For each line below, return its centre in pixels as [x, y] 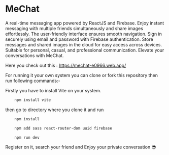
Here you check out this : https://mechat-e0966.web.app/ [66, 65]
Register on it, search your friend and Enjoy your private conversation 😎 [81, 147]
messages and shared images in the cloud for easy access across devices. [84, 44]
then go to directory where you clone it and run [55, 110]
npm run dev [27, 137]
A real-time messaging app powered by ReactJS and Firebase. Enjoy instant [85, 23]
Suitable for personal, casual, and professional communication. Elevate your [85, 50]
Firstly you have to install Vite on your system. [53, 90]
